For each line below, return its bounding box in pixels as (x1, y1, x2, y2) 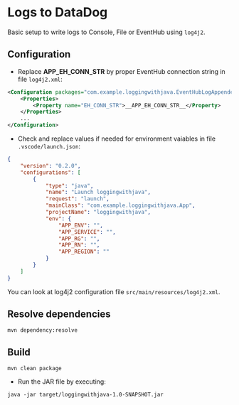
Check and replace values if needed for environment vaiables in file (17, 134, 216, 143)
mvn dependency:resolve (7, 327, 78, 334)
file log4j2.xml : (17, 75, 63, 83)
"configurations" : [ (20, 168, 81, 176)
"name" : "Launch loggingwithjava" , (45, 189, 152, 196)
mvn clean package (7, 365, 62, 372)
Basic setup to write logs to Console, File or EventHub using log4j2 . (7, 28, 206, 36)
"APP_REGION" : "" (58, 248, 110, 256)
